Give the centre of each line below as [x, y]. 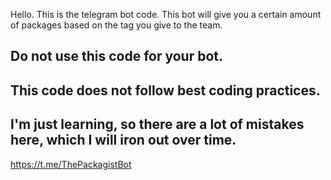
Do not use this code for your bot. [117, 56]
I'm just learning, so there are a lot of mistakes [157, 124]
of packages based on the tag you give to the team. [116, 25]
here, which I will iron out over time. [123, 140]
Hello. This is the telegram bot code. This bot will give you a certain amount [166, 14]
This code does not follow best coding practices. [165, 90]
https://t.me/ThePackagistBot [71, 164]
